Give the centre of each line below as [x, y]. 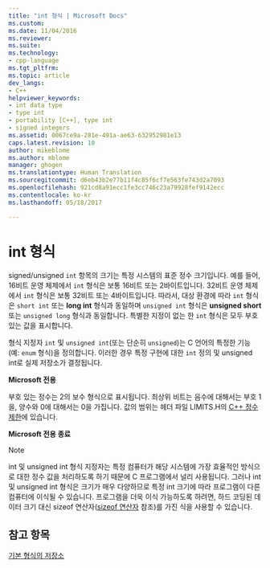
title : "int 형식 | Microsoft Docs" [68, 16]
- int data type [35, 105]
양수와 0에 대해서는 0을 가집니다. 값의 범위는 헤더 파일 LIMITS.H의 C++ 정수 [139, 407]
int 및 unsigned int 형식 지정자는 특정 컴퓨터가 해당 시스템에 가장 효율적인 [124, 467]
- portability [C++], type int [61, 121]
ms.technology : [34, 53]
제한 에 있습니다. [33, 417]
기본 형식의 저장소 [36, 556]
